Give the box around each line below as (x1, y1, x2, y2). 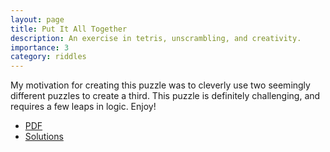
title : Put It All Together (10, 24, 128, 34)
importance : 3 (10, 42, 70, 53)
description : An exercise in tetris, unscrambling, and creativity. (10, 33, 302, 43)
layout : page (10, 14, 65, 25)
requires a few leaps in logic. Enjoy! (10, 101, 157, 113)
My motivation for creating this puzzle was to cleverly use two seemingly (10, 79, 311, 91)
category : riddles (10, 52, 87, 62)
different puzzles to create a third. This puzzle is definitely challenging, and (10, 90, 321, 102)
